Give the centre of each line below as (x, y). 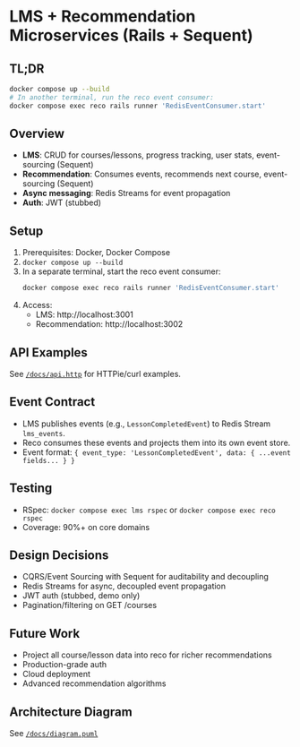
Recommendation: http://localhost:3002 (109, 324)
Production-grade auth (64, 665)
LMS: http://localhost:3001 (85, 314)
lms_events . (43, 433)
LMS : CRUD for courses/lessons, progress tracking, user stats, (138, 155)
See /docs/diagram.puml (54, 733)
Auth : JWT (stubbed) (61, 202)
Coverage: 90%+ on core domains (86, 527)
